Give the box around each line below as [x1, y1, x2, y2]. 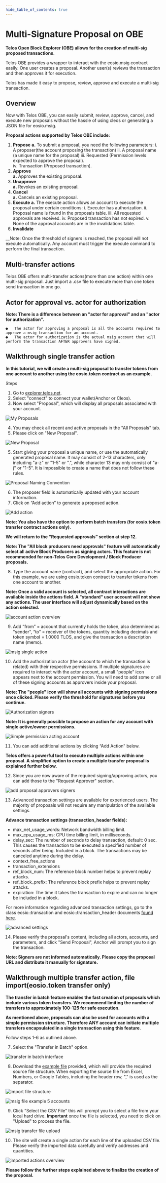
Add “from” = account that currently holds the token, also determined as [12, 623, 160, 630]
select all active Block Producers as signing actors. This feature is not [5, 549, 151, 554]
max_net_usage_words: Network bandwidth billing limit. [12, 827, 126, 832]
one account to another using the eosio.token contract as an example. [5, 371, 152, 377]
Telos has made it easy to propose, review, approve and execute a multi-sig [5, 79, 159, 85]
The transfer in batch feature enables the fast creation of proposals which [5, 994, 160, 1000]
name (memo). [12, 639, 43, 645]
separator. [12, 1079, 34, 1085]
